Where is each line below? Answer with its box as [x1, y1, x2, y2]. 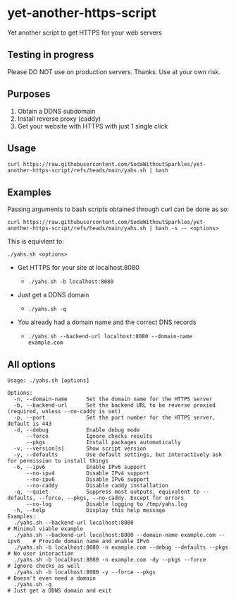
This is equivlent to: [7, 237, 65, 246]
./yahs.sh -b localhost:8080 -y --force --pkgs [13, 569, 156, 576]
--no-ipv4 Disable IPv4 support [25, 470, 150, 477]
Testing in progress [7, 49, 94, 61]
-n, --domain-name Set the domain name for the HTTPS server [13, 395, 213, 403]
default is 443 [7, 420, 52, 427]
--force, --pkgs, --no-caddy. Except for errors [38, 494, 185, 501]
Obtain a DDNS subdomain [17, 107, 96, 115]
